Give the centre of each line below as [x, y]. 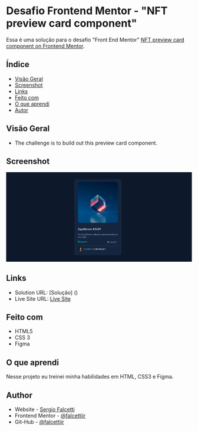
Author [19, 395]
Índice [18, 65]
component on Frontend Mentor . [45, 46]
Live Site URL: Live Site [43, 298]
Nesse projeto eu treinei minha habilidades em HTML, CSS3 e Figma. [90, 377]
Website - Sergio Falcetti [44, 409]
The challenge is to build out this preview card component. [86, 143]
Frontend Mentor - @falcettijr [50, 416]
